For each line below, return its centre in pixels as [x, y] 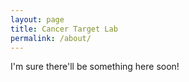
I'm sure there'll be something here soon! [95, 67]
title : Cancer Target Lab [64, 29]
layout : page [37, 19]
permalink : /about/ [51, 38]
